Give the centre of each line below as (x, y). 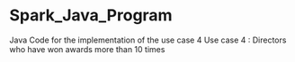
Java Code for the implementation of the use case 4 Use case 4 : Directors (148, 40)
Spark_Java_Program (91, 15)
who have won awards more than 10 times (87, 49)
